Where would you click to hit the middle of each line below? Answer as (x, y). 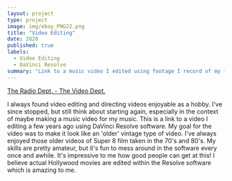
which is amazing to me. (42, 170)
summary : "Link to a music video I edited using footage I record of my (114, 71)
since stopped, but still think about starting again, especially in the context (113, 111)
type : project (28, 20)
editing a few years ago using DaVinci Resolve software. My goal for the (109, 126)
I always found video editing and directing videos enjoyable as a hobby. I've (115, 104)
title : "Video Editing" (41, 33)
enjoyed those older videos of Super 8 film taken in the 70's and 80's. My (112, 140)
